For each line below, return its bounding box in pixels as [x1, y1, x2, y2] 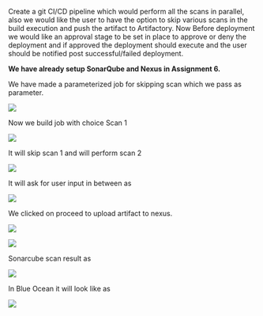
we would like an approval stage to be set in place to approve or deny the [8, 32, 247, 41]
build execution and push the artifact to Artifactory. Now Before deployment [8, 24, 255, 32]
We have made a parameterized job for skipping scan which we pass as [8, 79, 242, 89]
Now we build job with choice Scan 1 [8, 118, 128, 128]
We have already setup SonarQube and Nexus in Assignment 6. [8, 64, 221, 74]
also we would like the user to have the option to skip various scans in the [8, 15, 249, 25]
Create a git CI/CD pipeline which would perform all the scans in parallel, [8, 7, 245, 16]
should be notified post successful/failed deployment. [8, 49, 184, 58]
